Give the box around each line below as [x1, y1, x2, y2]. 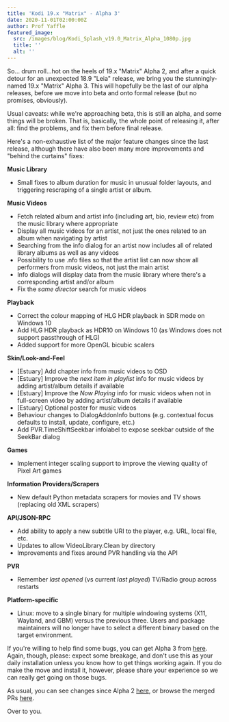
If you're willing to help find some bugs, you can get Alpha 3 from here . [7, 644, 208, 652]
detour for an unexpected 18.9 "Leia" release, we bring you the [7, 74, 185, 82]
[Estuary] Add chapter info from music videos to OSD [16, 367, 167, 375]
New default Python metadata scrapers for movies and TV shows [16, 493, 202, 501]
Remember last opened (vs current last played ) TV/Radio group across [16, 575, 217, 583]
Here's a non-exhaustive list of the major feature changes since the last [7, 137, 208, 145]
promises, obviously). [7, 96, 68, 104]
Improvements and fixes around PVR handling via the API [16, 549, 178, 557]
